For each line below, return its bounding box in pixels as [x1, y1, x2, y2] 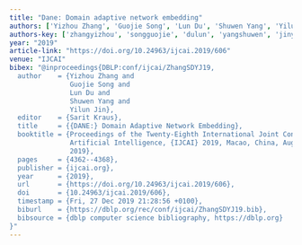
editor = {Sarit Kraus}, [17, 113, 123, 122]
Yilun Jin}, [69, 105, 115, 114]
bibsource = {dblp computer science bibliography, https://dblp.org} [17, 213, 283, 223]
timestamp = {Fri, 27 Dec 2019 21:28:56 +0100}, [17, 197, 203, 206]
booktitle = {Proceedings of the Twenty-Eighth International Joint [17, 130, 280, 139]
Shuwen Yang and [69, 96, 130, 106]
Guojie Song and [69, 80, 130, 89]
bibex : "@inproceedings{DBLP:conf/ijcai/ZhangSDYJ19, [9, 64, 216, 73]
